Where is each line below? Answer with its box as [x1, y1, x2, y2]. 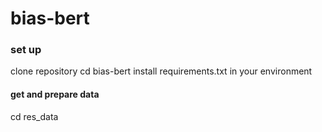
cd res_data [10, 110, 59, 122]
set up [10, 43, 42, 57]
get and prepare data [10, 88, 100, 101]
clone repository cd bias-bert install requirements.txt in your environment [10, 65, 313, 77]
